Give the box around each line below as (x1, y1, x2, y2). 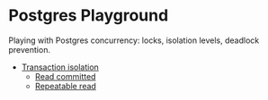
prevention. (8, 44, 51, 54)
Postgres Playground (8, 5, 169, 26)
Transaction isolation (21, 62, 100, 72)
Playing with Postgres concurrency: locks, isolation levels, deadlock (8, 35, 260, 46)
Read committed (34, 71, 96, 81)
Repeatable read (34, 80, 96, 91)
